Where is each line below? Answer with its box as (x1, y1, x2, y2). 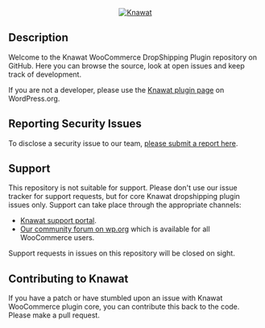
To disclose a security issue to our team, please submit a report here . (8, 138, 238, 148)
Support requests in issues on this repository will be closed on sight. (8, 248, 235, 258)
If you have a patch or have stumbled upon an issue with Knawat (8, 293, 223, 303)
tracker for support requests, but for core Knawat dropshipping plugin (8, 192, 240, 201)
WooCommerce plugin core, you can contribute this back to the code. (8, 302, 240, 312)
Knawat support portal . (19, 216, 97, 226)
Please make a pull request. (8, 310, 101, 320)
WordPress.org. (8, 93, 60, 103)
